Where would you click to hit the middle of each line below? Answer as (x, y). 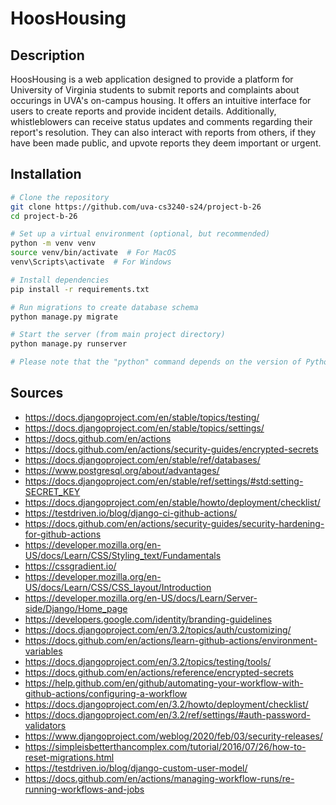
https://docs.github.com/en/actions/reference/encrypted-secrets (159, 672)
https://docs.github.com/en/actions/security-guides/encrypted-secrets (171, 449)
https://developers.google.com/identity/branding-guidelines (148, 619)
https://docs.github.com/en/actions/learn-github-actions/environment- (171, 640)
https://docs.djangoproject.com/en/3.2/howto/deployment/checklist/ (166, 704)
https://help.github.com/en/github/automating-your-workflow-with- (164, 683)
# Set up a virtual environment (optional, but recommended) (140, 234)
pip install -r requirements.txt (80, 289)
